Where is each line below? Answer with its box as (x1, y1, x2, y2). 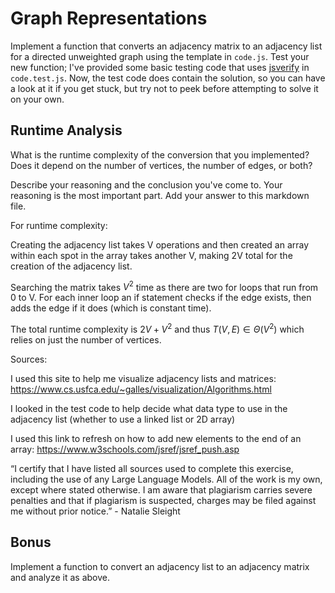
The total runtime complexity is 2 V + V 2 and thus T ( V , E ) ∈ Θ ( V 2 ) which (10, 322, 305, 336)
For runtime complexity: (10, 219, 108, 231)
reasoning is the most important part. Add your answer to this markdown (10, 189, 310, 201)
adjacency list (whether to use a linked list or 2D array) (10, 413, 236, 426)
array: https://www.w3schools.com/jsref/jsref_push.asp (10, 443, 240, 456)
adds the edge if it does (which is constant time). (10, 302, 212, 314)
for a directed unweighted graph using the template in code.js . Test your (10, 50, 310, 62)
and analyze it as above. (10, 571, 111, 583)
